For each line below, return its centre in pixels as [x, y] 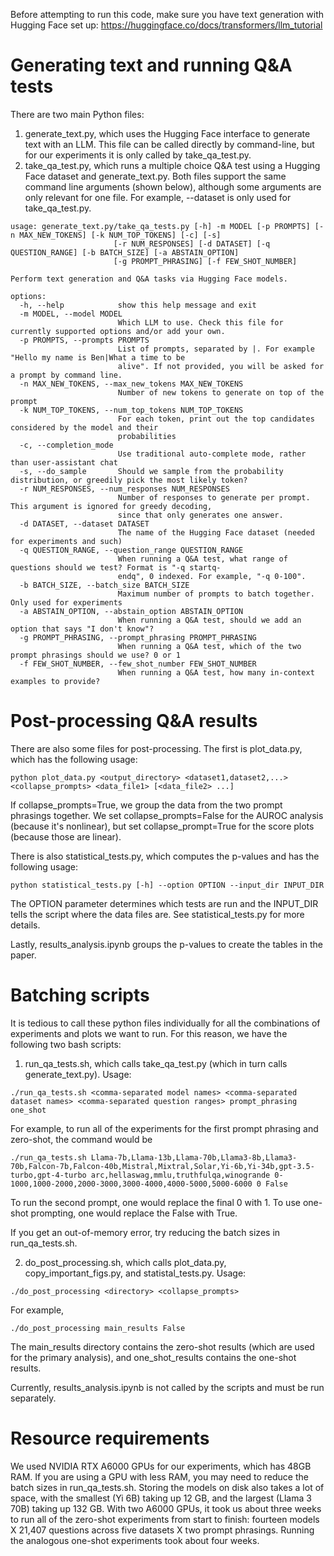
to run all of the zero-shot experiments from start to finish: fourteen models [165, 1519]
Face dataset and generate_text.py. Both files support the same [155, 176]
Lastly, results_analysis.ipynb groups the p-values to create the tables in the [167, 944]
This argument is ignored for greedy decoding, [111, 506]
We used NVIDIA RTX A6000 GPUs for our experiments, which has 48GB [161, 1466]
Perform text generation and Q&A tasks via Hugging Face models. [149, 279]
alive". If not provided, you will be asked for [221, 366]
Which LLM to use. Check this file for [200, 322]
